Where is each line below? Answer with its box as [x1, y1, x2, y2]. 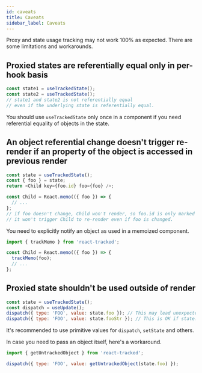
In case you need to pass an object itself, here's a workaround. [6, 338, 162, 346]
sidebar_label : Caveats [6, 20, 66, 26]
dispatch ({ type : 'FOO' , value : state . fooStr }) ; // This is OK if [6, 316, 179, 322]
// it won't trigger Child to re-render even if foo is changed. [6, 216, 173, 223]
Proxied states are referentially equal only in [6, 60, 176, 70]
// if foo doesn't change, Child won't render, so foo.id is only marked [6, 211, 195, 217]
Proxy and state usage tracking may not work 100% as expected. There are [6, 37, 193, 44]
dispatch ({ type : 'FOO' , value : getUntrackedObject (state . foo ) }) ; [6, 361, 179, 367]
